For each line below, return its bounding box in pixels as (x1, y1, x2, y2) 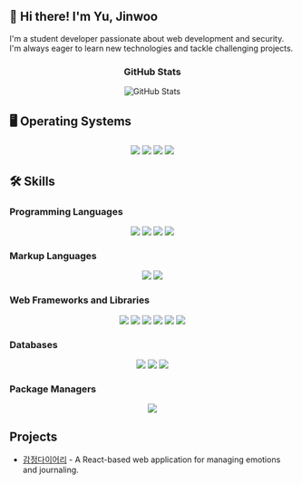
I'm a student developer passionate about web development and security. (9, 33, 285, 44)
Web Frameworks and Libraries (9, 294, 150, 306)
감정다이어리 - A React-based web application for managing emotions (22, 454, 281, 465)
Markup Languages (9, 250, 97, 263)
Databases (9, 338, 58, 351)
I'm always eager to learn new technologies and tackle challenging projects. (9, 43, 294, 53)
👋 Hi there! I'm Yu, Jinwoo (9, 9, 159, 24)
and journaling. (22, 464, 79, 476)
